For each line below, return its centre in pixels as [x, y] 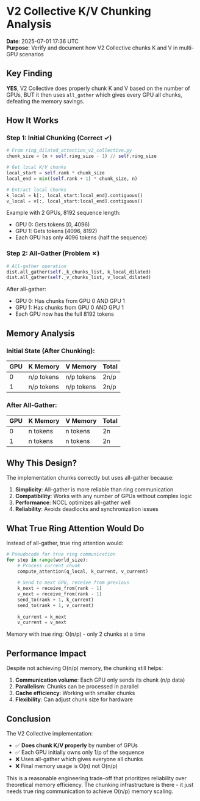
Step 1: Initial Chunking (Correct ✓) [59, 138]
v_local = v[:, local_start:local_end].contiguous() [75, 201]
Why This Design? [42, 463]
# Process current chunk [49, 565]
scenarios [32, 54]
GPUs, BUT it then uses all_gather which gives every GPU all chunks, [95, 95]
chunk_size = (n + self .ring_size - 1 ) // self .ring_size [81, 156]
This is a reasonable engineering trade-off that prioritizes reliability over [97, 778]
